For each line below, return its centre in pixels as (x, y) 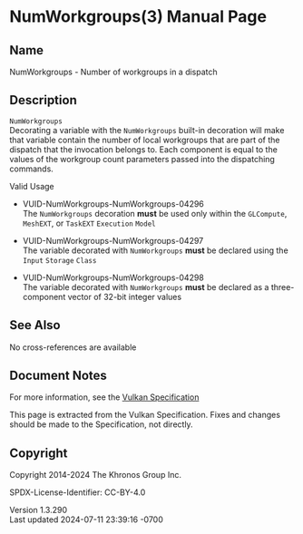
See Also (35, 325)
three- (283, 286)
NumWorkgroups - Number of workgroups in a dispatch (113, 72)
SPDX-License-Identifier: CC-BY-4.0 (78, 492)
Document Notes (58, 376)
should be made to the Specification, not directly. (101, 424)
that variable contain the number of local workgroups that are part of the (145, 140)
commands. (32, 169)
